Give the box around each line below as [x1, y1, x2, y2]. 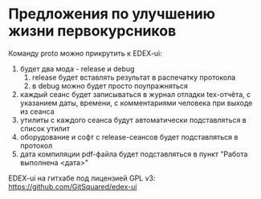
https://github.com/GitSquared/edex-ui [8, 181, 137, 191]
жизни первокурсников [8, 22, 177, 40]
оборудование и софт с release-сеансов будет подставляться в [19, 132, 239, 141]
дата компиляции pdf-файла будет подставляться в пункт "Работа [19, 149, 248, 159]
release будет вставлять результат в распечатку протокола [31, 72, 236, 82]
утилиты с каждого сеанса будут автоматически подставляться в [19, 115, 247, 124]
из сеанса [19, 106, 55, 116]
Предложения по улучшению [8, 5, 215, 23]
